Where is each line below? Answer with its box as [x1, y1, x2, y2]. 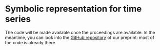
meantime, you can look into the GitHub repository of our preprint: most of [5, 35, 155, 40]
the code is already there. [5, 39, 57, 45]
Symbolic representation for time [5, 3, 142, 14]
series [5, 13, 31, 25]
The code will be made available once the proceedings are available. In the [5, 29, 155, 35]
